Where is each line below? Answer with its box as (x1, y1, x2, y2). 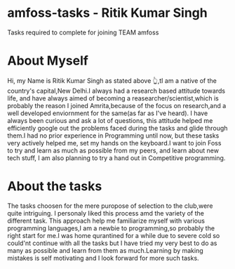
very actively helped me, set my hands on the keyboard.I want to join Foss (7, 138, 222, 147)
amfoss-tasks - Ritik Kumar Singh (7, 5, 208, 21)
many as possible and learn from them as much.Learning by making (7, 246, 203, 254)
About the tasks (7, 178, 102, 195)
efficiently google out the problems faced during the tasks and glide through (7, 124, 228, 132)
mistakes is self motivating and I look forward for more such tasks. (7, 254, 199, 262)
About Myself (7, 53, 89, 69)
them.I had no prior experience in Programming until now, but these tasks (7, 131, 220, 140)
